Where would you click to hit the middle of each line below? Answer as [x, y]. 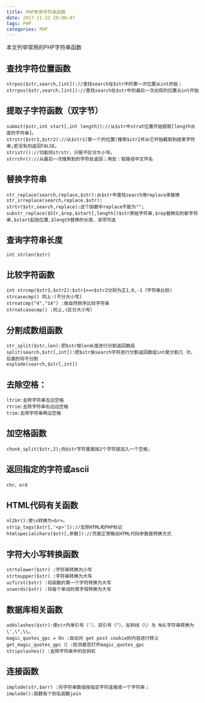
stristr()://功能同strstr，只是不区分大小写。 [61, 152]
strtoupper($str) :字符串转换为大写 [49, 576]
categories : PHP [27, 29]
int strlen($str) [28, 255]
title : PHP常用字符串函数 [36, 12]
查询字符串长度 [35, 240]
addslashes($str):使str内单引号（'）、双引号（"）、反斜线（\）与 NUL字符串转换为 [100, 625]
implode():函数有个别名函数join [44, 694]
